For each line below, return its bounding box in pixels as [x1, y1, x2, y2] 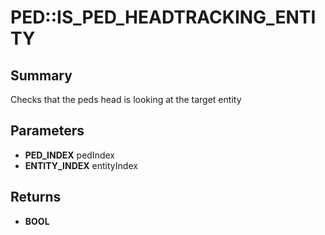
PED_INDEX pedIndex [24, 149, 115, 161]
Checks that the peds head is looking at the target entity [10, 94, 242, 105]
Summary [10, 67, 73, 84]
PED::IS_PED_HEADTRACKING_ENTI [10, 6, 317, 29]
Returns [10, 189, 62, 206]
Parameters [10, 122, 85, 140]
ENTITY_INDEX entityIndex [24, 159, 138, 171]
